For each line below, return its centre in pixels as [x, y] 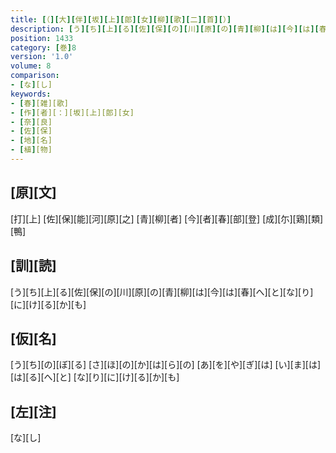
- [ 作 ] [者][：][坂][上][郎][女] [72, 112]
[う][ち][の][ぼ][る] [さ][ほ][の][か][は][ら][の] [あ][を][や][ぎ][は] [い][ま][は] [166, 365]
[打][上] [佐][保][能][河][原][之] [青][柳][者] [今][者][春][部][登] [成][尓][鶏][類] [167, 218]
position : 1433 [42, 38]
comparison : [35, 76]
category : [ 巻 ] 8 [43, 47]
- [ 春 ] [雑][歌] [40, 103]
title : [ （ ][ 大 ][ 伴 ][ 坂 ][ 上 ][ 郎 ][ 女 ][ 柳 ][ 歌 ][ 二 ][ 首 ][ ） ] [121, 19]
